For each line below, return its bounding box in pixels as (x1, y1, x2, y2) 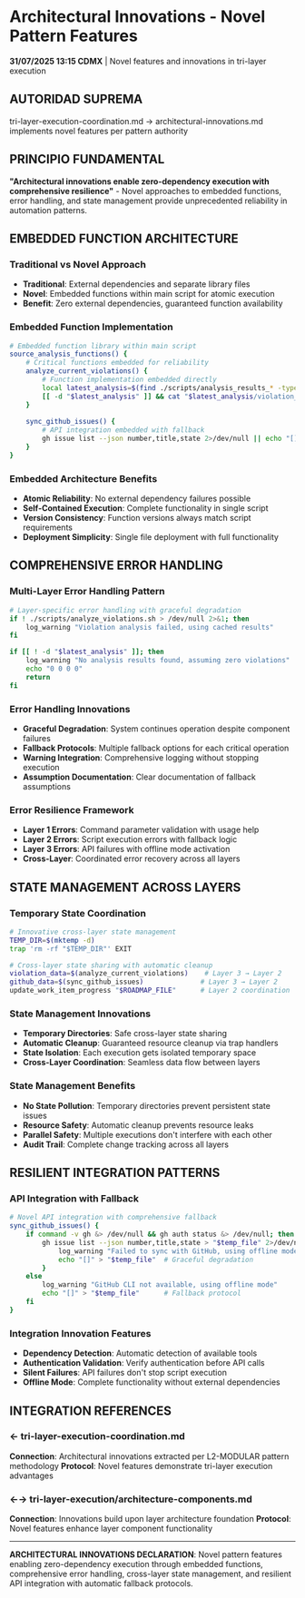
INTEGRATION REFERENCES (9, 1403, 172, 1418)
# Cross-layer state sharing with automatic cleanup (9, 960, 213, 970)
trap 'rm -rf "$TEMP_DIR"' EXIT (9, 944, 132, 954)
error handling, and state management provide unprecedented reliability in (9, 195, 288, 206)
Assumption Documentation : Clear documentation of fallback (22, 771, 257, 782)
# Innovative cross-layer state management (9, 927, 177, 936)
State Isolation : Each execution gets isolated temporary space (22, 1047, 257, 1058)
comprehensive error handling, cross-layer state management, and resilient (9, 1568, 292, 1580)
